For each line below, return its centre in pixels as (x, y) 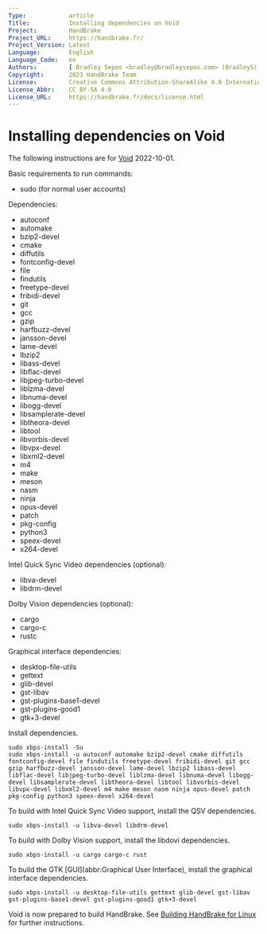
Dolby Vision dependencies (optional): (71, 604)
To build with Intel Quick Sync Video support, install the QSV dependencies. (132, 811)
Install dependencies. (43, 733)
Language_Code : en (43, 60)
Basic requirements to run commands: (71, 174)
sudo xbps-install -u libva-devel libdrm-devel (89, 826)
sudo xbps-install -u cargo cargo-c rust (78, 855)
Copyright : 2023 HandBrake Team (72, 75)
